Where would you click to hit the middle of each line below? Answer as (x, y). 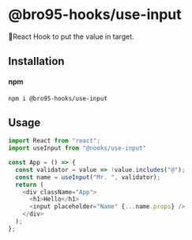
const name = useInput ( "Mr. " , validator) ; (88, 177)
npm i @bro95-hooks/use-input (58, 98)
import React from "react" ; (55, 141)
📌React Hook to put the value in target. (71, 36)
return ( (30, 185)
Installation (36, 61)
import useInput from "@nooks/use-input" (77, 148)
